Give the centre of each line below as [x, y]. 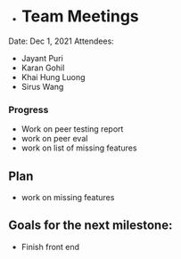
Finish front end [50, 247]
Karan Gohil [43, 68]
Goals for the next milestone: [90, 226]
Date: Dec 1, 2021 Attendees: [62, 41]
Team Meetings [80, 16]
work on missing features [68, 198]
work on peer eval [54, 139]
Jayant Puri [42, 58]
